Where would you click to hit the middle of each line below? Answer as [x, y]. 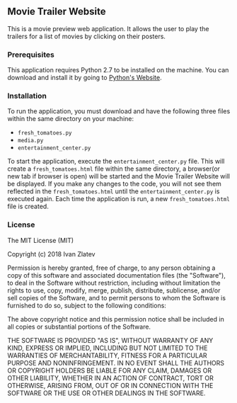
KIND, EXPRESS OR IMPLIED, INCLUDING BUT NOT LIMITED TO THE [108, 348]
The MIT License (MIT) [41, 240]
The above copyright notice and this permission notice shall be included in [116, 319]
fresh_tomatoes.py [45, 133]
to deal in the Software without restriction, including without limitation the [114, 283]
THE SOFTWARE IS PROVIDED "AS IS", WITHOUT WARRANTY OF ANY [110, 340]
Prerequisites [31, 55]
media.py [30, 141]
